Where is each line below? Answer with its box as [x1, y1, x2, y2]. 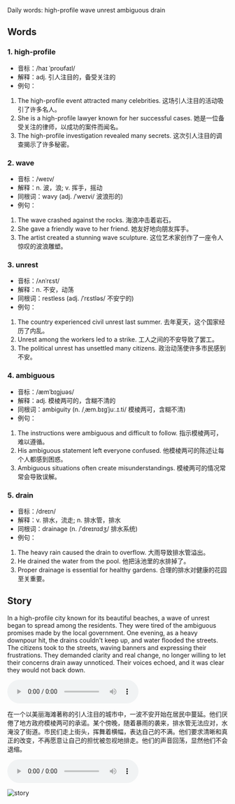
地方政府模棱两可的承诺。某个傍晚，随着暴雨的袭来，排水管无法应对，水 [19, 719, 228, 727]
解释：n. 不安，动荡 [17, 285, 75, 294]
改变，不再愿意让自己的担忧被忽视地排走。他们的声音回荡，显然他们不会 [19, 736, 228, 745]
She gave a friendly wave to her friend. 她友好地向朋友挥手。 [17, 224, 193, 233]
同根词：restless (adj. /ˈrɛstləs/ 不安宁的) [17, 294, 134, 303]
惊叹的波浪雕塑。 [17, 241, 67, 251]
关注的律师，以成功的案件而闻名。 [23, 122, 122, 131]
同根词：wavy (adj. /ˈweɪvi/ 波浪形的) [17, 192, 124, 200]
